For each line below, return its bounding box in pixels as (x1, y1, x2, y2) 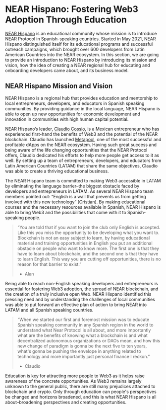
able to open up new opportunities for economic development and (5, 111, 140, 117)
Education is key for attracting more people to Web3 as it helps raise (5, 373, 145, 379)
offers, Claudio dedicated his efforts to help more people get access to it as (5, 152, 160, 158)
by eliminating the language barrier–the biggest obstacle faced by (5, 183, 140, 189)
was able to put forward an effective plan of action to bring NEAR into (5, 302, 147, 308)
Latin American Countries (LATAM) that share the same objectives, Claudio (5, 163, 158, 168)
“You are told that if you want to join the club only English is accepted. (17, 224, 161, 230)
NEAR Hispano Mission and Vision (5, 82, 113, 90)
